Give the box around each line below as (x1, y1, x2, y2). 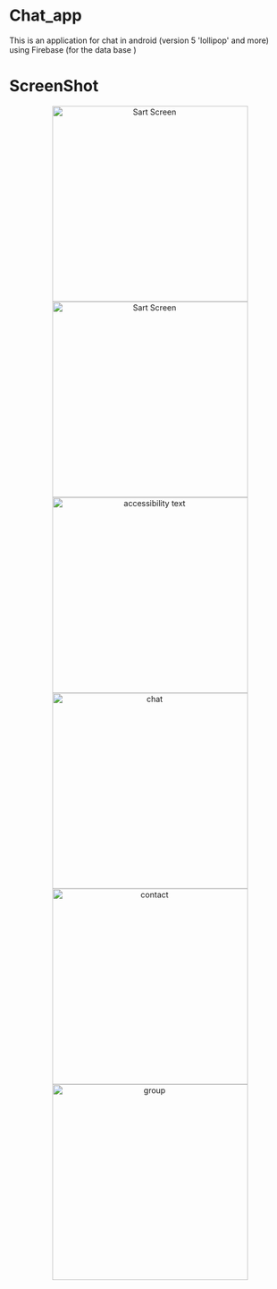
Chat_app (9, 5, 82, 26)
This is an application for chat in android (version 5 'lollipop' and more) (9, 35, 270, 46)
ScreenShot (9, 76, 99, 97)
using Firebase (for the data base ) (9, 44, 137, 55)
